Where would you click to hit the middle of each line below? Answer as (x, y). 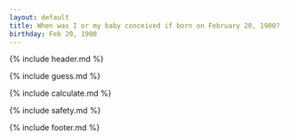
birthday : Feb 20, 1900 (53, 34)
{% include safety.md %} (55, 111)
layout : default (39, 17)
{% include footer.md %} (55, 128)
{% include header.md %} (56, 59)
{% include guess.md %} (55, 76)
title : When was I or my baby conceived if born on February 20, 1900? (144, 26)
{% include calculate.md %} (60, 93)
